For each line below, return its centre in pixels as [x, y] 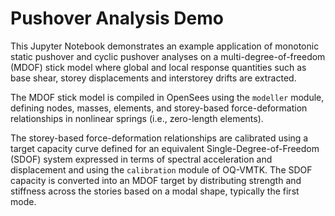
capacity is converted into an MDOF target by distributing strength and [156, 180]
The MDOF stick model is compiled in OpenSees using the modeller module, [167, 97]
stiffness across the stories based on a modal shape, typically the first [155, 191]
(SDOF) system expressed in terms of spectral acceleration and [141, 159]
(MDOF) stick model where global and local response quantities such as [158, 67]
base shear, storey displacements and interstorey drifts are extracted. [153, 78]
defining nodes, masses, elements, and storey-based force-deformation [159, 108]
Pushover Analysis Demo [117, 18]
